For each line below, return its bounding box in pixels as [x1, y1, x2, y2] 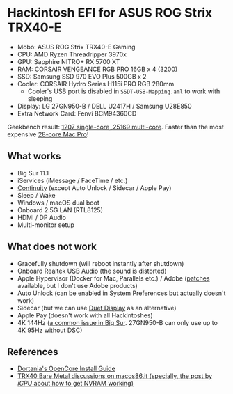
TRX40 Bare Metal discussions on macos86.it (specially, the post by [17, 372, 213, 380]
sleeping [27, 94, 53, 102]
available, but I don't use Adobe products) [17, 281, 138, 290]
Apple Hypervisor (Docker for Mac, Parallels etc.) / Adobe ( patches [17, 274, 210, 283]
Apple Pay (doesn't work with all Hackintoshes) [17, 311, 153, 320]
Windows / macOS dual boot [17, 198, 99, 207]
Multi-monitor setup [17, 221, 75, 229]
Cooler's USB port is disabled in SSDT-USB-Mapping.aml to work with [27, 87, 220, 95]
